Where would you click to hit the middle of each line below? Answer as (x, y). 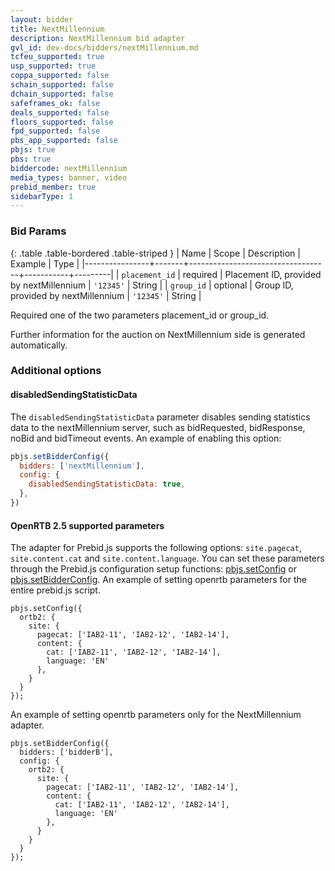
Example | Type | (45, 263)
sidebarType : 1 (42, 196)
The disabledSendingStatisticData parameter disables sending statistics (160, 417)
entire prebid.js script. (55, 590)
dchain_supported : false (62, 94)
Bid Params (38, 231)
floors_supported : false (62, 122)
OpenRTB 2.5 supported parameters (87, 525)
